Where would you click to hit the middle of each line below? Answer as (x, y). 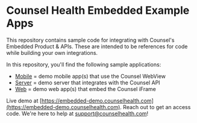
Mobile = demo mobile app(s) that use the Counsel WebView (90, 76)
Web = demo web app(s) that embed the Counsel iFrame (86, 89)
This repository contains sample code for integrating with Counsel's (90, 40)
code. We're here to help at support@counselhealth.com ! (77, 113)
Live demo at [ (24, 101)
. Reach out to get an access (155, 107)
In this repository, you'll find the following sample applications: (84, 65)
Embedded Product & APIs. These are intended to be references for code (97, 46)
